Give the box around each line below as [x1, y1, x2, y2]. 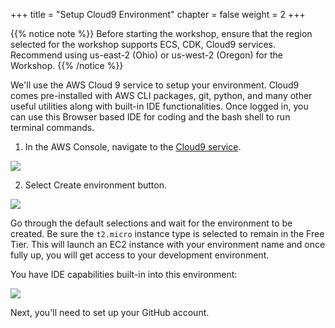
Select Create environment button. [24, 179, 167, 191]
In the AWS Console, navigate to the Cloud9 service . [24, 141, 242, 153]
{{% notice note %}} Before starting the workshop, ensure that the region [10, 28, 313, 39]
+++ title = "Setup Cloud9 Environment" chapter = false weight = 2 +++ [10, 9, 306, 20]
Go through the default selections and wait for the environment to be [10, 217, 293, 229]
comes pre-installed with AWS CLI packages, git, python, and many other [10, 90, 313, 101]
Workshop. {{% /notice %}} [10, 60, 124, 71]
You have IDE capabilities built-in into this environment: [10, 269, 238, 280]
